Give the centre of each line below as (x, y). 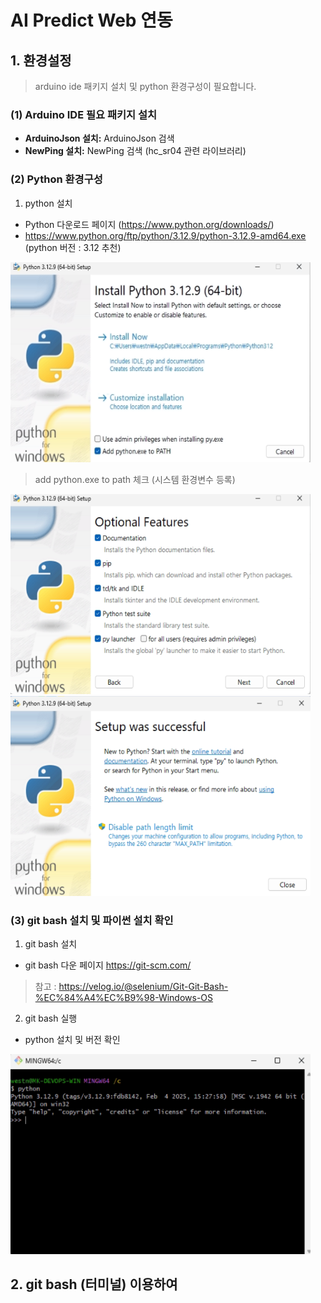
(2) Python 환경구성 (56, 179)
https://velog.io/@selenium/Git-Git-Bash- (143, 986)
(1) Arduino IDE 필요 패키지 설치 (84, 114)
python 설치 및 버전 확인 (72, 1039)
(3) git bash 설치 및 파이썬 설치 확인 (92, 920)
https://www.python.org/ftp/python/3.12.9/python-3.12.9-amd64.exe (165, 235)
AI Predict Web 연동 (91, 20)
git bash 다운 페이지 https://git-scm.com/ (108, 965)
